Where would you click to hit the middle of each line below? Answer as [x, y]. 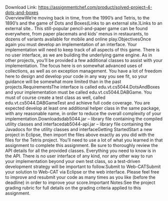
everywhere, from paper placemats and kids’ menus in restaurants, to [77, 34]
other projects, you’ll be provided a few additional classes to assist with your [84, 60]
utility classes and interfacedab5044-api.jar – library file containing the [78, 124]
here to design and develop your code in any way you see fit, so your [76, 76]
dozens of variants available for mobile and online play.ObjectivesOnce [78, 39]
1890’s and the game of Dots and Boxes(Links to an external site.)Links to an [84, 23]
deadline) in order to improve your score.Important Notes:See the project [80, 182]
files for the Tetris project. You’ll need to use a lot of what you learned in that [84, 140]
